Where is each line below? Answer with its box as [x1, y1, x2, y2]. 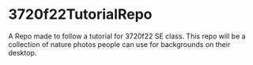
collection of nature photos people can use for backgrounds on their [8, 39, 231, 49]
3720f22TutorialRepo [8, 5, 153, 23]
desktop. [8, 48, 37, 57]
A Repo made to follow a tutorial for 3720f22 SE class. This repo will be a [8, 31, 247, 41]
